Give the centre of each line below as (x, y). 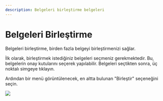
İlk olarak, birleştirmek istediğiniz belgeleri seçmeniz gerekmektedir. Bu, (80, 58)
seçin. (12, 83)
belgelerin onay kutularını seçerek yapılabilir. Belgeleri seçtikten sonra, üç (81, 63)
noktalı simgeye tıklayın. (30, 68)
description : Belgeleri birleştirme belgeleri (55, 10)
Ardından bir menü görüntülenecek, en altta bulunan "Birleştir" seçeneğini (82, 78)
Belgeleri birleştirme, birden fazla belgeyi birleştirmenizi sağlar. (70, 48)
